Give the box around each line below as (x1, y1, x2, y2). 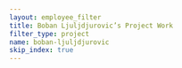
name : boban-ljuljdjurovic (9, 37, 110, 47)
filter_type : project (9, 29, 90, 38)
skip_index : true (9, 46, 74, 55)
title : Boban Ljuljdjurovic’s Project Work (9, 21, 174, 30)
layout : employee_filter (9, 12, 102, 22)
